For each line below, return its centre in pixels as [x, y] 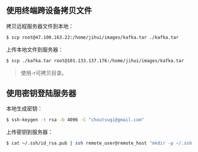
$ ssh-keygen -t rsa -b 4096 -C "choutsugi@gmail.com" [75, 120]
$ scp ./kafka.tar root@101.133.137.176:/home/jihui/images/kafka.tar [95, 61]
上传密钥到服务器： [30, 132]
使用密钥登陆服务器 [41, 93]
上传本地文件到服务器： [35, 49]
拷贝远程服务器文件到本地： [40, 26]
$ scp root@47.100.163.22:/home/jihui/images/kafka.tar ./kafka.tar [92, 37]
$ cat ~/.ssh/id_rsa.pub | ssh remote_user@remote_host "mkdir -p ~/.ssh [99, 143]
